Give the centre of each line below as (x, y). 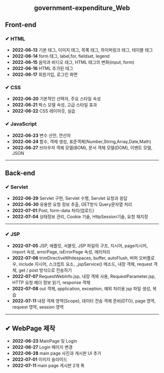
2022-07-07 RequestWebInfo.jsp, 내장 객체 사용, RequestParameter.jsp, (84, 276)
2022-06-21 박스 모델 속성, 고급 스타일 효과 (54, 105)
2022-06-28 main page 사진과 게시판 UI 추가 (57, 353)
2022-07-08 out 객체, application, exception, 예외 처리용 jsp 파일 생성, (82, 288)
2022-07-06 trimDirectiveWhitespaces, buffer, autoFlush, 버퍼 (75, 258)
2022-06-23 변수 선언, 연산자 (41, 135)
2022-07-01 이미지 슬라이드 (40, 359)
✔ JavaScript (21, 124)
